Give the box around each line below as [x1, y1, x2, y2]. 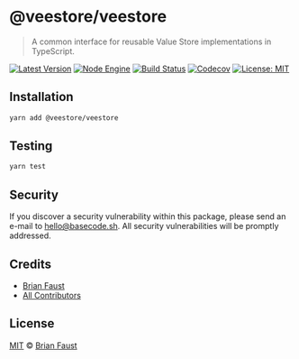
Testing [9, 138, 53, 154]
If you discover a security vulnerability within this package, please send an [9, 211, 286, 222]
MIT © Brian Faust [9, 340, 78, 351]
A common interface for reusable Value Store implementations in [31, 36, 272, 47]
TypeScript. [31, 45, 75, 56]
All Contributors [22, 290, 81, 300]
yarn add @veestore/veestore [9, 113, 119, 123]
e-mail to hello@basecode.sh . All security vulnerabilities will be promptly [9, 221, 279, 232]
